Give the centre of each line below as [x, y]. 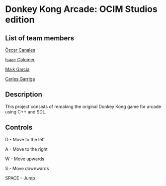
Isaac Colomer [20, 60]
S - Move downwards [27, 168]
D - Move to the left [25, 139]
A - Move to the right [27, 149]
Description [24, 95]
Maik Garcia [17, 69]
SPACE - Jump [20, 178]
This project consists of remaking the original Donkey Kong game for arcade [83, 106]
